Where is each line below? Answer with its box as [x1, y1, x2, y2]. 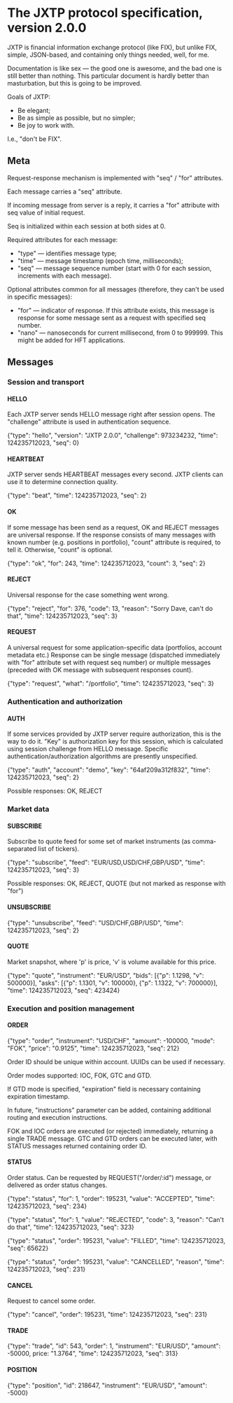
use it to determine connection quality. [7, 478, 118, 486]
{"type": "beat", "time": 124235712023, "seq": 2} [7, 491, 147, 499]
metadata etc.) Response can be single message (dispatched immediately [7, 651, 220, 659]
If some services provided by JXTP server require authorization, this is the [7, 730, 222, 738]
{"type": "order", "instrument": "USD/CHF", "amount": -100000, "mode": [7, 1036, 216, 1045]
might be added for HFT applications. [17, 335, 126, 344]
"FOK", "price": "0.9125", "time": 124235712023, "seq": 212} [7, 1044, 180, 1052]
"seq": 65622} [7, 1244, 49, 1253]
